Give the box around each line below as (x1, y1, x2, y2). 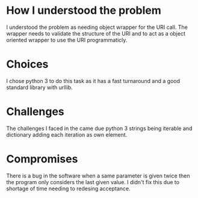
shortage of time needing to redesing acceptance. (6, 185, 131, 192)
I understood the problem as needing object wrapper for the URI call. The (6, 23, 188, 31)
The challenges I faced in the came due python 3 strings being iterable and (6, 125, 193, 132)
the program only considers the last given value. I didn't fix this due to (6, 178, 179, 185)
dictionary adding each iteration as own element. (6, 131, 128, 138)
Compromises (6, 152, 78, 166)
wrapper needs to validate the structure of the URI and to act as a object (6, 29, 185, 37)
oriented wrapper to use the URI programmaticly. (6, 36, 128, 43)
